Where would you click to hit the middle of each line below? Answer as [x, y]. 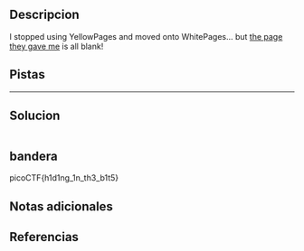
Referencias [44, 237]
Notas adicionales [61, 206]
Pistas [27, 74]
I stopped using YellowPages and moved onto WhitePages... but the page [146, 36]
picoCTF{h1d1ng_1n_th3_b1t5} [64, 178]
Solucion [35, 116]
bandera [33, 156]
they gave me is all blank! [57, 46]
